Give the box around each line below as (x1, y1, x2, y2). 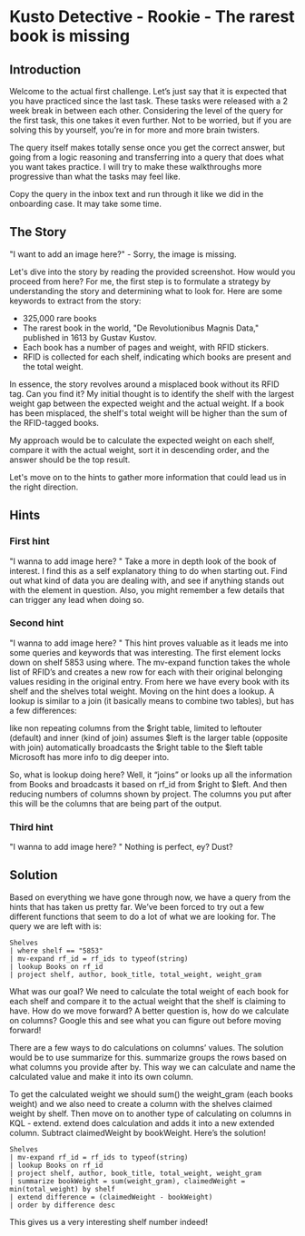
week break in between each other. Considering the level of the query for (9, 105, 284, 115)
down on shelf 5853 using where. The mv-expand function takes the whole (9, 657, 290, 667)
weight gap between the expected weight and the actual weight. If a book (9, 398, 285, 409)
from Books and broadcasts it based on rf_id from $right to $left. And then (9, 778, 288, 789)
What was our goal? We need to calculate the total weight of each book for (9, 985, 290, 996)
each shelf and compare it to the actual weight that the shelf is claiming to (9, 995, 286, 1006)
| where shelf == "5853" (9, 946, 103, 955)
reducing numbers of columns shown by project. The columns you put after (9, 788, 292, 799)
